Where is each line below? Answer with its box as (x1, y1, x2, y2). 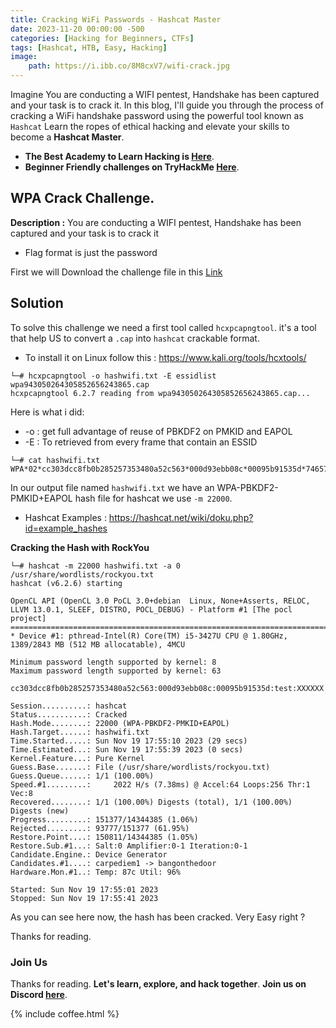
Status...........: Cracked (10, 709, 128, 720)
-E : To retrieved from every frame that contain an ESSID (24, 436, 258, 448)
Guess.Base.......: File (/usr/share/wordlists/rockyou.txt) (10, 762, 271, 772)
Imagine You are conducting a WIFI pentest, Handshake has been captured (10, 89, 320, 100)
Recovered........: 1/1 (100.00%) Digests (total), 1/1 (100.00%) (10, 797, 293, 807)
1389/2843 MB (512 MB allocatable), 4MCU (10, 639, 186, 650)
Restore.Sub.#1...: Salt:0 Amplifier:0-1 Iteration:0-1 (10, 841, 248, 851)
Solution (10, 295, 64, 312)
